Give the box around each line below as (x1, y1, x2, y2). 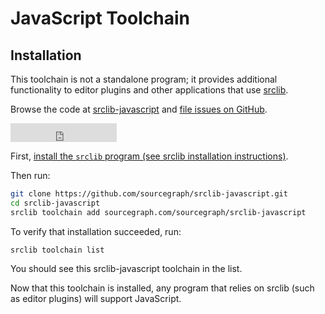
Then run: (10, 170, 51, 181)
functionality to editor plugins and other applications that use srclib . (10, 84, 289, 96)
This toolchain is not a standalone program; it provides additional (10, 73, 278, 85)
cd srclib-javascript (10, 198, 101, 208)
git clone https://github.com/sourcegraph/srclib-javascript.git (10, 189, 288, 199)
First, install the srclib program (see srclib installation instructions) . (10, 150, 289, 162)
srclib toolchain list (10, 245, 105, 255)
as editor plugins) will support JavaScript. (10, 292, 182, 304)
